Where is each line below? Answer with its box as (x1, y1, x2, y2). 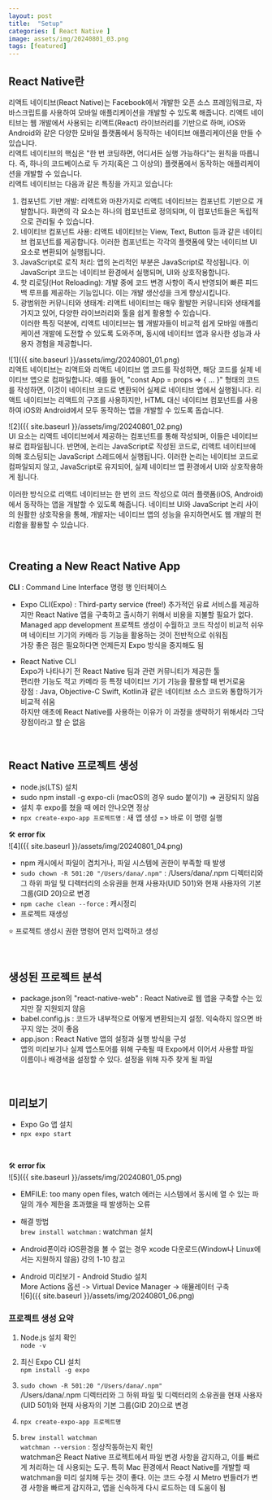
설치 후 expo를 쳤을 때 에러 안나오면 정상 (19, 802, 150, 812)
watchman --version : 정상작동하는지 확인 (19, 1442, 153, 1452)
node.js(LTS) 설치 (19, 782, 79, 792)
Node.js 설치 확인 (19, 1332, 77, 1343)
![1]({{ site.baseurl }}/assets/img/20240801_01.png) (8, 355, 180, 365)
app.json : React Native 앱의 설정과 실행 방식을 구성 (19, 1034, 187, 1044)
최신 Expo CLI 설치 (19, 1357, 81, 1367)
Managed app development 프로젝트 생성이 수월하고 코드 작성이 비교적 (19, 619, 249, 629)
